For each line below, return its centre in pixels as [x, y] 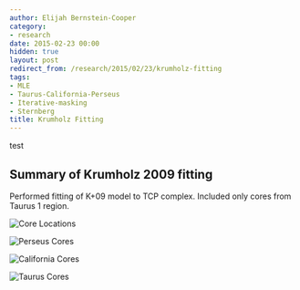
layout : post [34, 60]
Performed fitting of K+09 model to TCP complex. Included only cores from [150, 196]
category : [28, 26]
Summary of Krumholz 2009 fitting [111, 174]
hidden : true [34, 52]
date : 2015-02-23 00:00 [55, 43]
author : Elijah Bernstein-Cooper [73, 18]
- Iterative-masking [49, 103]
